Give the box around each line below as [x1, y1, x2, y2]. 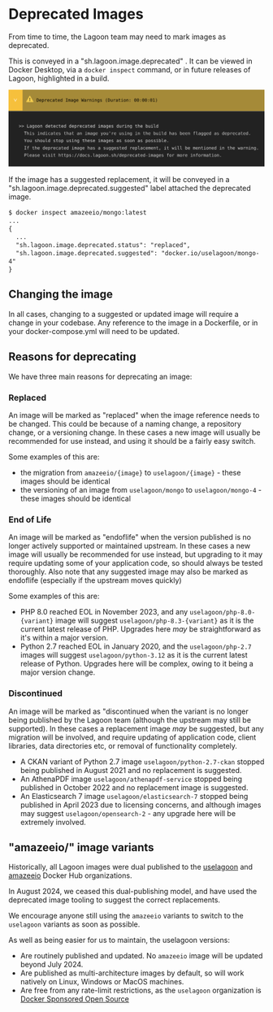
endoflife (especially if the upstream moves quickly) [8, 575, 182, 585]
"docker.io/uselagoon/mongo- [161, 250, 260, 258]
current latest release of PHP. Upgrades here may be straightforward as [19, 624, 262, 634]
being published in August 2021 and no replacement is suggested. [19, 765, 242, 775]
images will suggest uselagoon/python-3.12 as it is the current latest [19, 650, 248, 660]
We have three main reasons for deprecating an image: [8, 371, 193, 381]
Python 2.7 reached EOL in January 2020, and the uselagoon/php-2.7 [19, 641, 252, 651]
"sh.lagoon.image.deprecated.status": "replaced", [15, 241, 191, 250]
